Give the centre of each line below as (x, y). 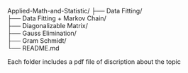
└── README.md (33, 48)
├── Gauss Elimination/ (42, 33)
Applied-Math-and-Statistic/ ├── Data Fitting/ (75, 11)
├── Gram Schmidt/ (37, 41)
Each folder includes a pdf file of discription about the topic (94, 62)
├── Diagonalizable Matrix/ (48, 26)
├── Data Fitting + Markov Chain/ (57, 18)
